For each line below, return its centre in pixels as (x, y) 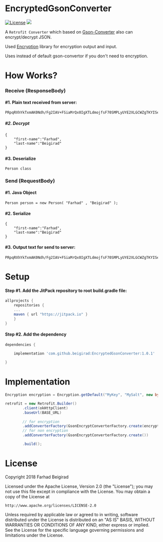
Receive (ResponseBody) (35, 91)
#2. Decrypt (17, 123)
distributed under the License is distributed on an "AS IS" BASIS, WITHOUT (80, 520)
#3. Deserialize (21, 158)
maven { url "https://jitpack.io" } (51, 314)
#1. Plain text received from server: (41, 102)
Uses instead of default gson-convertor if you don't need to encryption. (77, 56)
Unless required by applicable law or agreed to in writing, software (72, 514)
